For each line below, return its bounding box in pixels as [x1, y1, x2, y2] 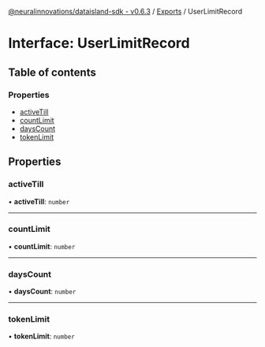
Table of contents [8, 65, 96, 79]
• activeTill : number [8, 196, 70, 206]
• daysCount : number [8, 287, 77, 297]
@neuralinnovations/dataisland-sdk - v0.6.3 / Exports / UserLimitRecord [8, 7, 243, 16]
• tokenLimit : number [8, 331, 75, 341]
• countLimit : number [8, 241, 76, 251]
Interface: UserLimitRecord [8, 35, 191, 52]
